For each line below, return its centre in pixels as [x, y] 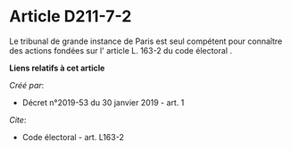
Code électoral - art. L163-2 [73, 137]
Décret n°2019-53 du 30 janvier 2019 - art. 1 [103, 102]
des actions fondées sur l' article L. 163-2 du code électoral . [121, 50]
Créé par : [27, 85]
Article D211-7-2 [71, 17]
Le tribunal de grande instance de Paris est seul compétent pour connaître [146, 41]
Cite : [18, 120]
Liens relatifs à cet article [57, 68]
